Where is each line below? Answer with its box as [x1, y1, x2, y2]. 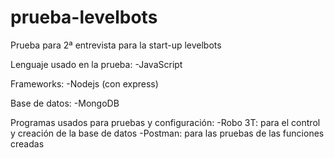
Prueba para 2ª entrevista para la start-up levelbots [10, 39, 222, 51]
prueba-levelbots [10, 6, 158, 29]
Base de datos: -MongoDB [10, 97, 120, 109]
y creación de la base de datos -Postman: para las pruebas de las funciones [10, 127, 325, 139]
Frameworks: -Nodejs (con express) [10, 77, 159, 90]
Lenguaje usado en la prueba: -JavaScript [10, 58, 183, 70]
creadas [10, 137, 45, 150]
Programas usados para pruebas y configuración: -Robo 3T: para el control [10, 116, 321, 128]
